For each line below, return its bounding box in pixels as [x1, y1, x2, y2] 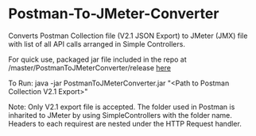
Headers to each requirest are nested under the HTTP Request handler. [8, 119, 242, 128]
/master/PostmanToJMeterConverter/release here [8, 62, 171, 72]
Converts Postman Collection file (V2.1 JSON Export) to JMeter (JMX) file [8, 31, 248, 40]
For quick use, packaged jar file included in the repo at [8, 55, 187, 64]
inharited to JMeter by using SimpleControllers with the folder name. [8, 110, 232, 119]
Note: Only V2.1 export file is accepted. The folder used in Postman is [8, 102, 235, 111]
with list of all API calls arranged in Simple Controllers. [8, 39, 185, 48]
